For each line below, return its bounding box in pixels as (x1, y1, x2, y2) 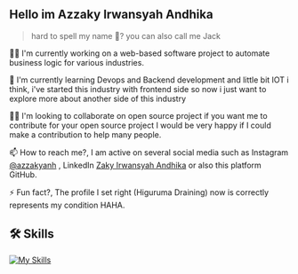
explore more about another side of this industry (9, 93, 187, 104)
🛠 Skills (9, 226, 55, 242)
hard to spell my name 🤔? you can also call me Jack (30, 30, 221, 41)
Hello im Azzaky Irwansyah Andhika (9, 7, 213, 22)
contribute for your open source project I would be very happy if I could (9, 120, 271, 130)
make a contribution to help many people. (9, 129, 162, 140)
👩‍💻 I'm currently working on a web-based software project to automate (9, 48, 270, 59)
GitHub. (9, 168, 37, 180)
